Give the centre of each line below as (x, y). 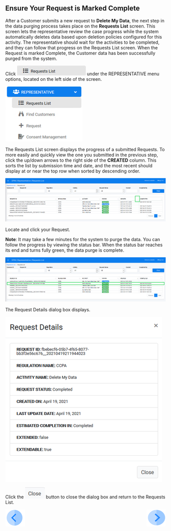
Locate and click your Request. (38, 230)
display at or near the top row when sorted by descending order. (73, 171)
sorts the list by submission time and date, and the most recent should (79, 165)
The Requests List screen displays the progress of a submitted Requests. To (85, 149)
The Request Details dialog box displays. (48, 309)
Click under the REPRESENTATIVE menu (82, 74)
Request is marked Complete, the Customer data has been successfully (80, 53)
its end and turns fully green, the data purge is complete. (65, 250)
